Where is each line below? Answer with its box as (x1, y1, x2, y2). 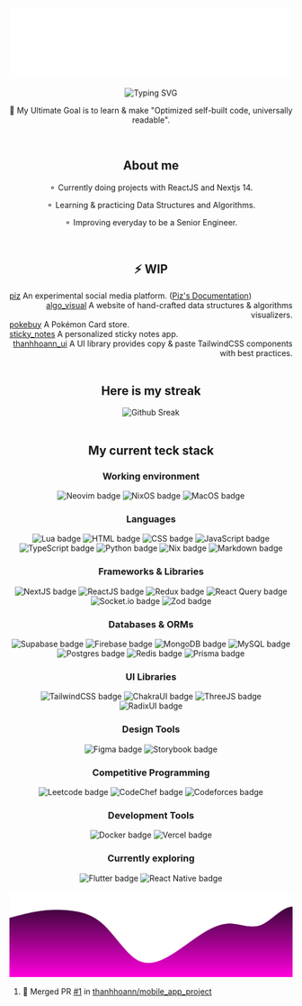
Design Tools (121, 723, 181, 736)
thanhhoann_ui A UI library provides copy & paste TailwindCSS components (13, 338, 293, 349)
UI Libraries (125, 670, 177, 682)
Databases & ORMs (108, 617, 194, 630)
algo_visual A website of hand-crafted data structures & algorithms (46, 299, 293, 310)
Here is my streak (101, 383, 201, 398)
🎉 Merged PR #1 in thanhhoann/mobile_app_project (22, 985, 213, 997)
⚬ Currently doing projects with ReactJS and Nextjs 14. (49, 182, 253, 193)
